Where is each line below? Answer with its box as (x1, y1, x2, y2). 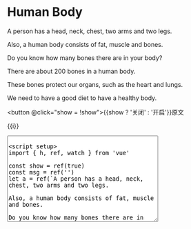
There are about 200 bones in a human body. (7, 67, 136, 75)
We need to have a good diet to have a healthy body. (7, 94, 157, 102)
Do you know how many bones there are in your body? (7, 53, 163, 62)
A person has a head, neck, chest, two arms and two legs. (7, 27, 172, 35)
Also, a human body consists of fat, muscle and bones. (7, 40, 163, 48)
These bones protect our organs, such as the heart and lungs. (7, 80, 183, 88)
